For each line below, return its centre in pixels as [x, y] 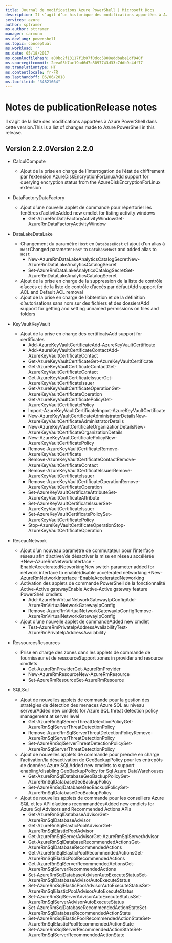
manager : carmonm [24, 34]
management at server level [50, 716]
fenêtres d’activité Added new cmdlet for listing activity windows [88, 213]
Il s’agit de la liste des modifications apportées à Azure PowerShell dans [81, 121]
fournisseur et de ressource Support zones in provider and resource [91, 658]
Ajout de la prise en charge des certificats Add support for [81, 334]
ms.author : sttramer [27, 29]
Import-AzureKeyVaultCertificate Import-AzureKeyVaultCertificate [97, 410]
